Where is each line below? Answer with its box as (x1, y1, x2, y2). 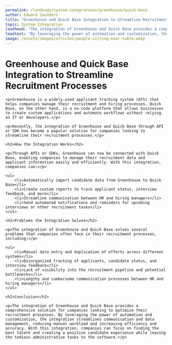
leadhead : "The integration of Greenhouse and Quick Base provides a (5, 27, 157, 32)
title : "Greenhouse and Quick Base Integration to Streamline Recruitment (5, 17, 168, 22)
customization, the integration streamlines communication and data (5, 316, 155, 322)
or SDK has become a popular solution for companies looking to (5, 128, 145, 133)
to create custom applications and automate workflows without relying (5, 110, 161, 115)
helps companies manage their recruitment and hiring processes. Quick (5, 101, 161, 107)
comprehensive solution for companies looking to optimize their (5, 308, 147, 313)
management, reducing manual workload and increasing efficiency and (5, 321, 157, 326)
